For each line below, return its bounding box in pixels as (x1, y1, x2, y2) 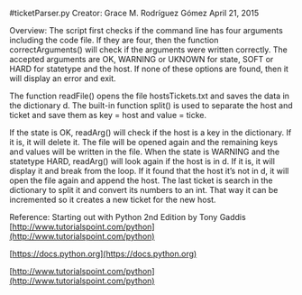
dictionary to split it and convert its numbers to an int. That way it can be (9, 185, 279, 195)
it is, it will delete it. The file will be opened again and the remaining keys (9, 137, 278, 147)
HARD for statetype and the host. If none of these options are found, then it (9, 63, 288, 74)
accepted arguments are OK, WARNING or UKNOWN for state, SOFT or (9, 54, 274, 64)
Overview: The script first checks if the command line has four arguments (9, 25, 284, 35)
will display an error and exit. (9, 73, 116, 84)
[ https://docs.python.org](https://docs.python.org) (9, 248, 197, 259)
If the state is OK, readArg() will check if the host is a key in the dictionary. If (9, 127, 292, 138)
